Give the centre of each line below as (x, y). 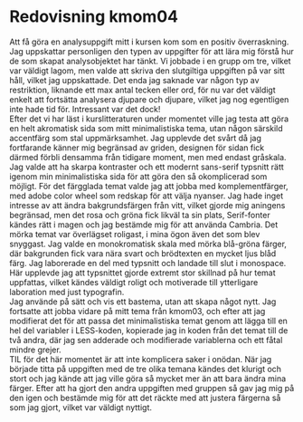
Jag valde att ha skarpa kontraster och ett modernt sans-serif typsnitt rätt (147, 167)
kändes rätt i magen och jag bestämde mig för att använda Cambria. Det (144, 225)
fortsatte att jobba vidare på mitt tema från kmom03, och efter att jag (137, 311)
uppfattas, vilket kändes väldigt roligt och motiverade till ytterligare (134, 282)
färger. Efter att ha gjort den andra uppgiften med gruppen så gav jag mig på (152, 388)
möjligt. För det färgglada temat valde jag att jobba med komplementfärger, (149, 186)
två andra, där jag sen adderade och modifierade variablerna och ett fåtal (146, 340)
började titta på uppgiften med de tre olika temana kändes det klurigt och (146, 369)
